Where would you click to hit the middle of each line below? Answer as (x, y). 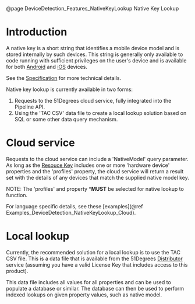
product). (17, 271)
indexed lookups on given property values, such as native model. (84, 295)
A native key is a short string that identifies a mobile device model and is (93, 48)
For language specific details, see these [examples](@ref (75, 206)
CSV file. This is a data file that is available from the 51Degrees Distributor (94, 258)
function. (17, 195)
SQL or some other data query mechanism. (66, 119)
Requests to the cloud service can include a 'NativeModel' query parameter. (97, 159)
